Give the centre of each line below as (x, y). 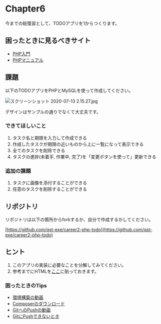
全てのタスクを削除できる (39, 150)
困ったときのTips (26, 285)
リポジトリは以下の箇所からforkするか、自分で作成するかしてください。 (79, 220)
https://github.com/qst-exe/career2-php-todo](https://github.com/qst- (79, 230)
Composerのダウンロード (38, 304)
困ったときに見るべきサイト (48, 41)
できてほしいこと (26, 126)
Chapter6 (25, 9)
